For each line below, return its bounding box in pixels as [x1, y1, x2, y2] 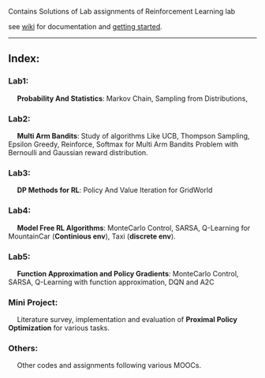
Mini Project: [8, 297, 58, 308]
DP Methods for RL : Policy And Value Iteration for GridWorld [17, 185, 213, 195]
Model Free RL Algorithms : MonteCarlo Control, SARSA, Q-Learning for [17, 223, 251, 232]
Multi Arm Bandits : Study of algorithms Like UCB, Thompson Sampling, [17, 131, 250, 140]
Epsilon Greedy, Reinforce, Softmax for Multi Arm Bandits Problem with [8, 139, 239, 149]
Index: [8, 52, 40, 65]
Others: [8, 343, 38, 354]
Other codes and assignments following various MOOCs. [17, 361, 202, 370]
